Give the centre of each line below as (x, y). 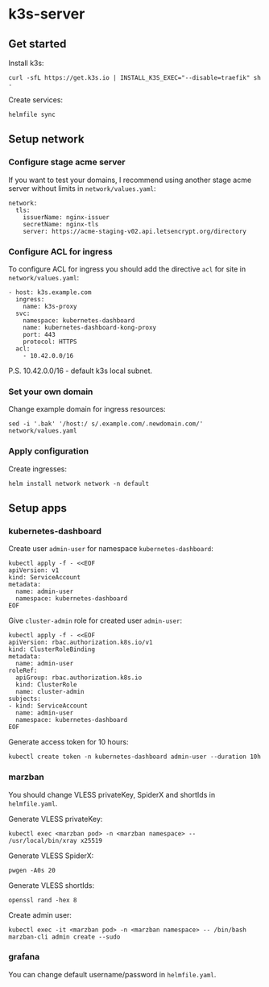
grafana (24, 957)
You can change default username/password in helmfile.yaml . (112, 974)
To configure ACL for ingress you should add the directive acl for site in (127, 269)
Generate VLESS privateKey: (56, 819)
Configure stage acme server (67, 162)
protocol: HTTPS (50, 342)
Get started (37, 44)
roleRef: (23, 671)
